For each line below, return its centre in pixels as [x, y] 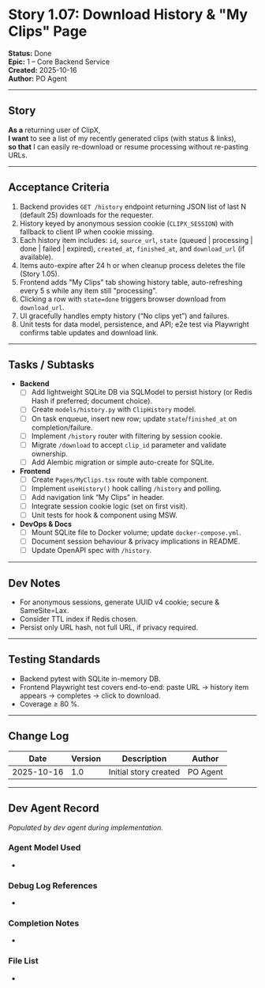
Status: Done [30, 53]
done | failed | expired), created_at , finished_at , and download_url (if [132, 248]
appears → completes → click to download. [90, 695]
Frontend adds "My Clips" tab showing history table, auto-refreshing [131, 282]
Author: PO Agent [37, 78]
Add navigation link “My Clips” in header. [98, 497]
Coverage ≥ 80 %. [50, 704]
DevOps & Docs [46, 524]
